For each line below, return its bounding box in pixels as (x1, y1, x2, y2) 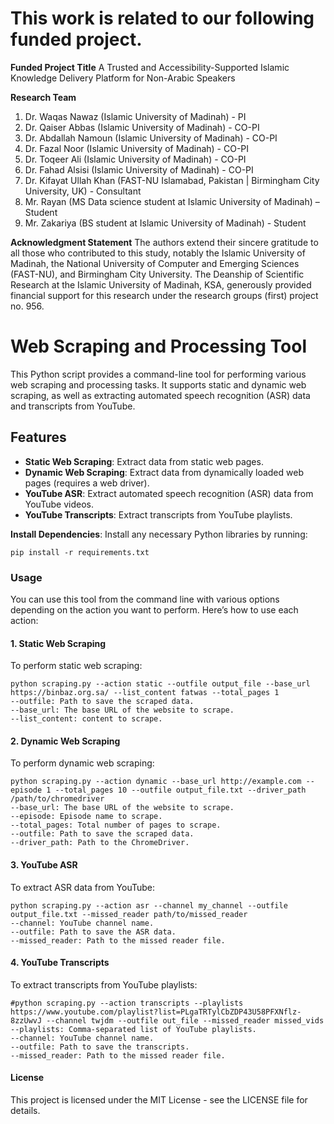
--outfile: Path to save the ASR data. (10, 927, 177, 937)
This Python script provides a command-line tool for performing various (10, 368, 307, 380)
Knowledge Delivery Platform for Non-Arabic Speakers (10, 72, 236, 84)
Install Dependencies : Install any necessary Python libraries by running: (10, 528, 308, 540)
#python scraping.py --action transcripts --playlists (10, 998, 244, 1008)
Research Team (10, 91, 77, 103)
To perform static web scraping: (10, 660, 143, 672)
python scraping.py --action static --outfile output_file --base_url (10, 679, 311, 689)
